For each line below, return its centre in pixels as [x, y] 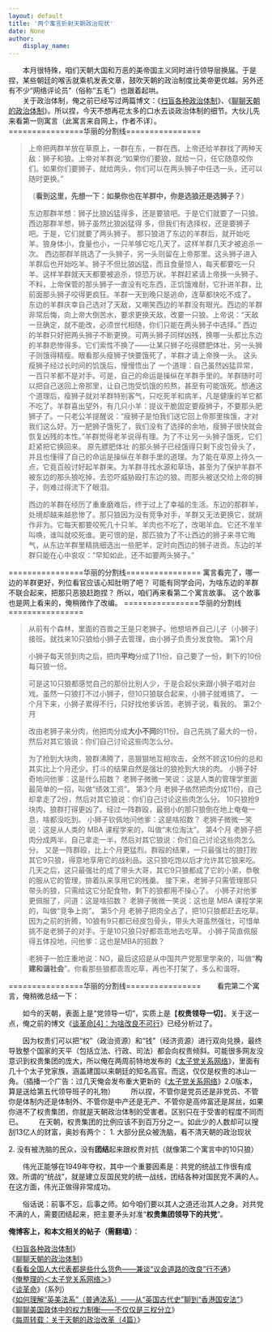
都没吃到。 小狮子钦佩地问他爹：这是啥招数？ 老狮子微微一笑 [151, 820]
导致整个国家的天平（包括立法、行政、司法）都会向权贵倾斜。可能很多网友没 [136, 1051]
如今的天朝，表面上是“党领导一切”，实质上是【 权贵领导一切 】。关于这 [137, 1013]
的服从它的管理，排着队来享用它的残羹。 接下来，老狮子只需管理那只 [142, 881]
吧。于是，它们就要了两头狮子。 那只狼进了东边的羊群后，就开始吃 [139, 234]
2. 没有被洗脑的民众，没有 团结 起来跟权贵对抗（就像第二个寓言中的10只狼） [134, 1149]
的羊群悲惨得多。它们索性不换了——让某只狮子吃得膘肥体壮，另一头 [142, 345]
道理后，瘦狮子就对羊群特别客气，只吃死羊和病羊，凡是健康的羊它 [145, 396]
